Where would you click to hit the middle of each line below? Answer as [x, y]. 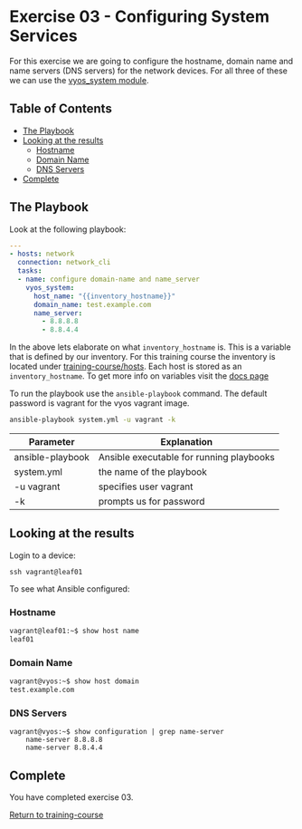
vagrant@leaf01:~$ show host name [75, 631]
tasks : [30, 271]
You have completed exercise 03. [71, 797]
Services [44, 36]
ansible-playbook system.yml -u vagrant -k [93, 420]
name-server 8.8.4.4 [64, 748]
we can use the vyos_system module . [79, 80]
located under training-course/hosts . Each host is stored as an [126, 366]
